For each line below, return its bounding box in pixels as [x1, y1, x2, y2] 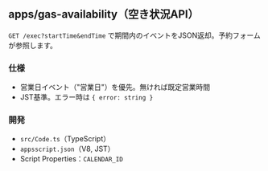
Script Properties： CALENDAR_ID [19, 154, 123, 164]
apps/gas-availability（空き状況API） [8, 7, 199, 22]
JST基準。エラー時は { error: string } [19, 92, 154, 102]
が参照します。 [8, 40, 58, 50]
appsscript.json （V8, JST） [19, 144, 115, 154]
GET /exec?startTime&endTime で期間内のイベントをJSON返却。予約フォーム [8, 31, 262, 40]
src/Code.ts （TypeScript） [19, 134, 111, 144]
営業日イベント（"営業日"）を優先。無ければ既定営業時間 [19, 83, 211, 92]
